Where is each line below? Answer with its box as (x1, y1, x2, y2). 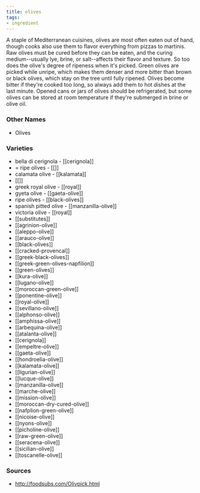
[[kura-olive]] (14, 272, 48, 280)
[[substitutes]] (14, 215, 50, 222)
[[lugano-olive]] (14, 279, 54, 286)
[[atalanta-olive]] (14, 330, 57, 337)
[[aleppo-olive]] (14, 228, 54, 235)
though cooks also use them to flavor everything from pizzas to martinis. (6, 43, 186, 50)
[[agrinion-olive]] (14, 221, 58, 228)
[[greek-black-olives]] (14, 253, 70, 260)
